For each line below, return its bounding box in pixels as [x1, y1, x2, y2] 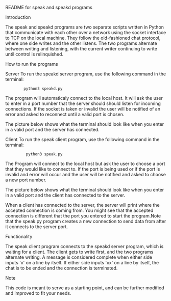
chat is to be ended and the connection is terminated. [5, 265, 118, 271]
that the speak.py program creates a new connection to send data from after [5, 218, 166, 224]
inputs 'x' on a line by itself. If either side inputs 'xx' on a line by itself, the [5, 260, 159, 265]
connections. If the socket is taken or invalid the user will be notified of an [5, 106, 161, 112]
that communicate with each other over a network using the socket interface [5, 30, 166, 35]
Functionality [5, 234, 33, 239]
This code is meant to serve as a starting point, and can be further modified [5, 285, 164, 291]
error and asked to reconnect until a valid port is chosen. [5, 112, 125, 117]
